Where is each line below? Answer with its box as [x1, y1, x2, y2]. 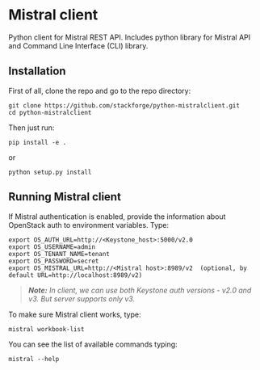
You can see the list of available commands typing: [8, 339, 178, 349]
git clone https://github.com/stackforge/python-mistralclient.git [8, 101, 241, 110]
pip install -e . [8, 138, 67, 146]
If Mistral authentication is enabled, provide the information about [8, 212, 226, 221]
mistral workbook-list [8, 325, 85, 333]
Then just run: [8, 123, 55, 132]
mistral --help [8, 355, 60, 363]
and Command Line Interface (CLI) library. [8, 40, 149, 50]
